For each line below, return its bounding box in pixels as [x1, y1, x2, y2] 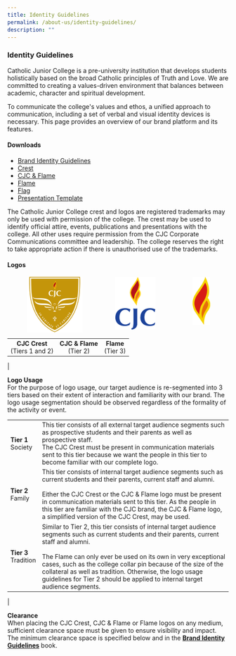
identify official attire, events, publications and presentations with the [7, 222, 207, 231]
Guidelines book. [7, 641, 58, 650]
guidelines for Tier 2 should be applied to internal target [41, 574, 203, 583]
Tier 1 [10, 436, 28, 444]
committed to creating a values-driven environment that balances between [7, 81, 223, 89]
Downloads [7, 141, 41, 149]
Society [10, 443, 33, 451]
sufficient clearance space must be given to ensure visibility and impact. [7, 626, 217, 635]
